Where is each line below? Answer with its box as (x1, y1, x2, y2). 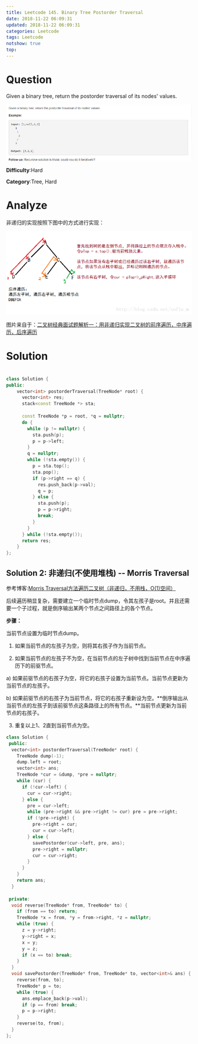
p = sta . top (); (32, 463, 70, 469)
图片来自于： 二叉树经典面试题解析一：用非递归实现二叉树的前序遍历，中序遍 (6, 321, 192, 328)
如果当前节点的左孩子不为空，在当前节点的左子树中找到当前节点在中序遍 (14, 655, 190, 662)
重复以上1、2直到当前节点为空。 (14, 721, 93, 728)
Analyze (6, 199, 48, 212)
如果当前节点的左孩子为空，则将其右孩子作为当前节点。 (14, 642, 149, 649)
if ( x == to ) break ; (21, 952, 72, 958)
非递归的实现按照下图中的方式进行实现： (6, 219, 104, 226)
